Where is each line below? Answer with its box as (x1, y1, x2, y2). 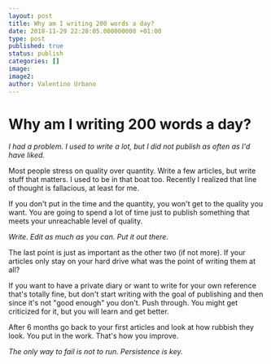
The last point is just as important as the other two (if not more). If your (8, 248, 246, 258)
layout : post (8, 11, 53, 20)
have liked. (8, 150, 46, 160)
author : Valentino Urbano (8, 80, 96, 88)
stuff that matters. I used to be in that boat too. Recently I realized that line (8, 175, 257, 184)
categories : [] (8, 58, 60, 66)
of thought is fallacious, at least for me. (8, 184, 140, 193)
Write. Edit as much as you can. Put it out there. (8, 232, 169, 242)
